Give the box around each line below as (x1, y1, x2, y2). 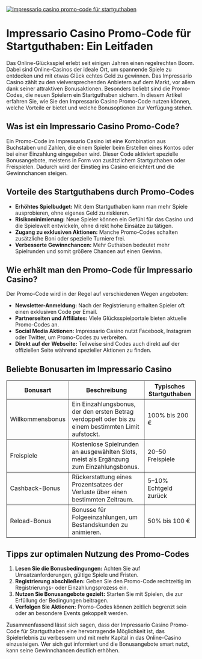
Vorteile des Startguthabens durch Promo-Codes (6, 187, 194, 197)
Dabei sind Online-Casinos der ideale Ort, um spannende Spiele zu (6, 66, 173, 73)
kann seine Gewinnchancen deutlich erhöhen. (6, 647, 120, 654)
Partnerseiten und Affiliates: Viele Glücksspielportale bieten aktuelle (14, 314, 187, 322)
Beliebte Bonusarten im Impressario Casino (6, 364, 173, 374)
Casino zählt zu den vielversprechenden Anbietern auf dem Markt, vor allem (6, 78, 195, 85)
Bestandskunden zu (72, 521, 128, 529)
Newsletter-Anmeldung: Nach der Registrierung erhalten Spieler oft (14, 302, 185, 309)
